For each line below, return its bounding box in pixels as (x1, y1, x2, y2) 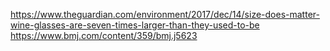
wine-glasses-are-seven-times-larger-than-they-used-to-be (10, 19, 260, 31)
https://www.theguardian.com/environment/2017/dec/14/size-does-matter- (10, 9, 320, 20)
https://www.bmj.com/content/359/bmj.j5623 (10, 30, 198, 41)
